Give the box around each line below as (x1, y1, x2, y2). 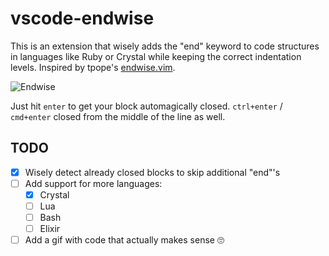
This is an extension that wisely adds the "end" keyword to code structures (10, 40, 320, 52)
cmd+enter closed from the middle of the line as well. (10, 110, 226, 122)
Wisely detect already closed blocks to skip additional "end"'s (24, 166, 281, 178)
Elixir (39, 223, 61, 235)
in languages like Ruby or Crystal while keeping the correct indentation (10, 50, 302, 62)
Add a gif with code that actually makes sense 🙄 (24, 234, 225, 246)
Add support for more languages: (24, 177, 163, 189)
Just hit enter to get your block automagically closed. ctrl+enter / (10, 100, 283, 112)
